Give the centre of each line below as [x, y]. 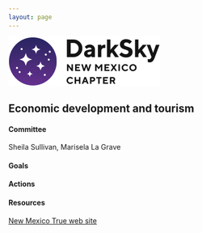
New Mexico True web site [53, 220]
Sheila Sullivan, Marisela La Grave [65, 147]
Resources [27, 203]
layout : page [30, 17]
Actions [22, 184]
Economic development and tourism [101, 109]
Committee [27, 129]
